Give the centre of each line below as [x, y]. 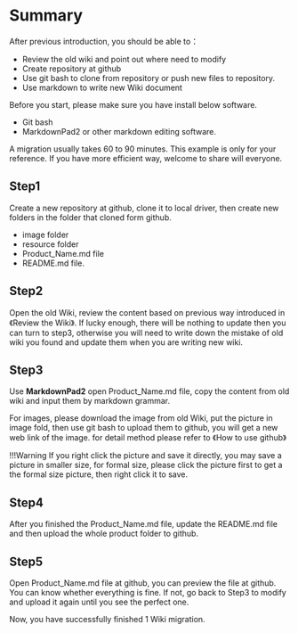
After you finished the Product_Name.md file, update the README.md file [144, 524]
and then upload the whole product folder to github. [104, 534]
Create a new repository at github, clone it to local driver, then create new [144, 208]
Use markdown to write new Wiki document [102, 87]
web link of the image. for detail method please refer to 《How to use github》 [148, 438]
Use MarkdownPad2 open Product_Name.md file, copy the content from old [149, 391]
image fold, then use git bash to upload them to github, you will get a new [144, 428]
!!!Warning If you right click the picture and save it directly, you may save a [145, 456]
